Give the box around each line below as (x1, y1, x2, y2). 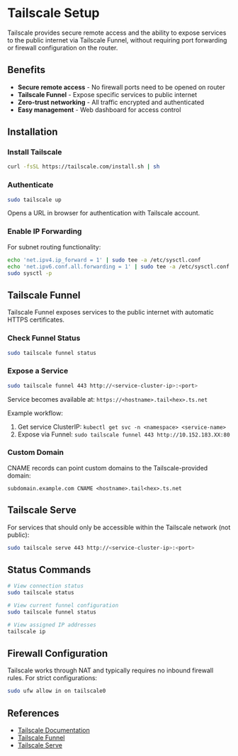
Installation (7, 126, 58, 138)
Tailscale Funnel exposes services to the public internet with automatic (7, 308, 215, 317)
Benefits (7, 64, 46, 76)
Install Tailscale (7, 147, 62, 157)
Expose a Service (7, 366, 69, 376)
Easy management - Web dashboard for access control (17, 105, 181, 114)
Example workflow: (7, 409, 64, 417)
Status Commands (7, 563, 91, 575)
